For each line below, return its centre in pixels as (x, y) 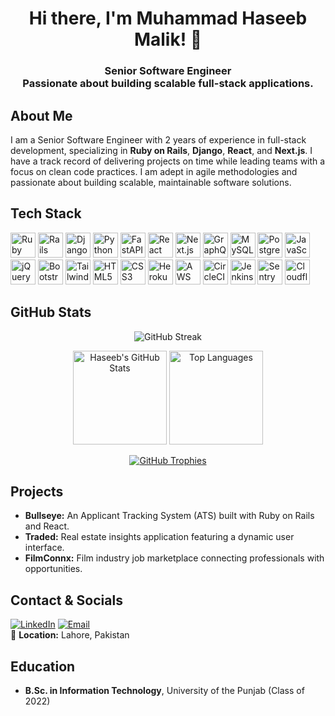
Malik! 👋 (168, 39)
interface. (44, 548)
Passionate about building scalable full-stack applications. (168, 84)
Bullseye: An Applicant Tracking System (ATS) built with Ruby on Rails (169, 516)
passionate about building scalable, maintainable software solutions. (151, 182)
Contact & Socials (66, 600)
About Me (41, 115)
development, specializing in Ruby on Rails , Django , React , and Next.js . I (161, 150)
